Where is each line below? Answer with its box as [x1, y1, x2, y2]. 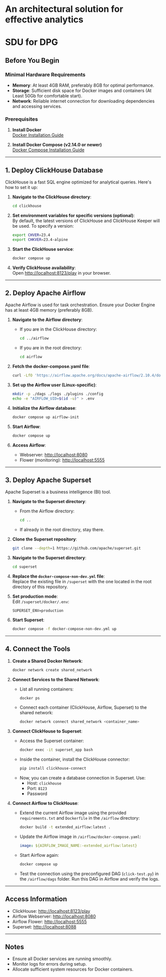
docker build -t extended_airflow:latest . [19, 825, 111, 830]
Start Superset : [12, 617, 44, 623]
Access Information [5, 895, 68, 903]
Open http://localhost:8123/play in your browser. [12, 270, 111, 276]
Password [27, 791, 48, 797]
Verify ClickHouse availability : [12, 265, 76, 271]
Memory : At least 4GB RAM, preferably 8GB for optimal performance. [12, 83, 155, 89]
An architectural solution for [5, 3, 124, 15]
